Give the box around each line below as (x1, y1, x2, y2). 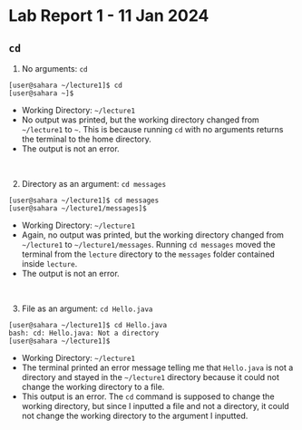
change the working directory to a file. (21, 382, 165, 392)
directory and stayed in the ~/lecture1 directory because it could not (21, 372, 280, 382)
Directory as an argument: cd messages (21, 179, 167, 189)
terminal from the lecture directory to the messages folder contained (21, 249, 276, 259)
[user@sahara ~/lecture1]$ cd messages (8, 196, 160, 205)
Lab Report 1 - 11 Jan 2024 (8, 5, 209, 26)
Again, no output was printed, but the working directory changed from (21, 230, 285, 240)
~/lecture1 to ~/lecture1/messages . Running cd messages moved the (21, 239, 276, 249)
